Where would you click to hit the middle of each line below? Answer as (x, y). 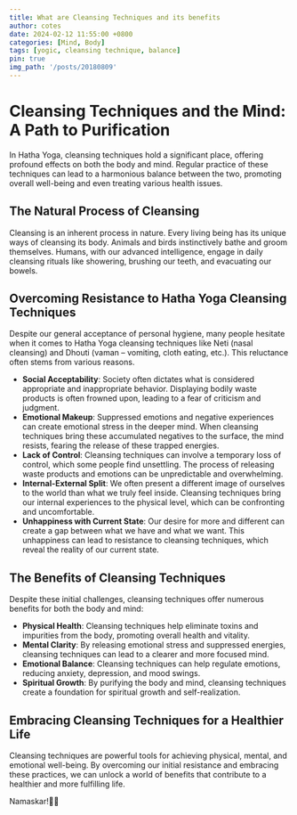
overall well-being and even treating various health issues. (116, 183)
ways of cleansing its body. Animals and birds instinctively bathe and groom (148, 242)
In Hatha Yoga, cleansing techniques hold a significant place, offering (136, 155)
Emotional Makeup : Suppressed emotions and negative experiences (148, 417)
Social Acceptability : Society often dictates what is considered (138, 379)
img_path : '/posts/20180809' (63, 68)
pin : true (28, 59)
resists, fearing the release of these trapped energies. (120, 445)
